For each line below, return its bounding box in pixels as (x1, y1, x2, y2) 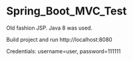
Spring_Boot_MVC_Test (6, 4, 127, 18)
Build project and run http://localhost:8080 (6, 36, 113, 43)
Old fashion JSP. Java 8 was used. (6, 24, 92, 31)
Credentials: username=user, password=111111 (6, 47, 121, 55)
